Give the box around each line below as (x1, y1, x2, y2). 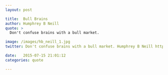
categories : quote (5, 57, 43, 62)
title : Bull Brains (5, 16, 48, 21)
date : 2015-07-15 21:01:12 (5, 53, 66, 58)
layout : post (5, 7, 32, 12)
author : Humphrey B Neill (5, 21, 59, 26)
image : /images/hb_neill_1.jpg (5, 39, 70, 44)
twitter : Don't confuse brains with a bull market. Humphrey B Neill (5, 44, 153, 49)
